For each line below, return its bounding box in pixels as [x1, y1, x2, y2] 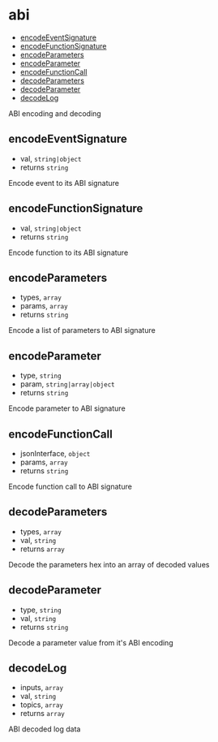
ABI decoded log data [8, 724, 81, 734]
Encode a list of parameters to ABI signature [8, 326, 156, 335]
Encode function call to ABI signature [8, 481, 132, 491]
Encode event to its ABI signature [8, 178, 120, 188]
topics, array [19, 700, 63, 710]
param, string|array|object [19, 379, 115, 389]
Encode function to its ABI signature [8, 248, 129, 257]
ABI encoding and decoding [8, 108, 101, 119]
